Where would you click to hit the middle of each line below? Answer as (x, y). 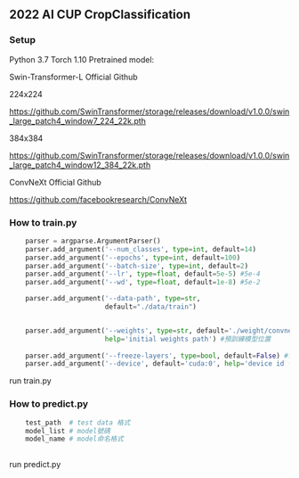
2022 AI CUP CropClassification (100, 15)
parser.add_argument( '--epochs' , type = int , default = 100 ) (133, 258)
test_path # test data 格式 (78, 423)
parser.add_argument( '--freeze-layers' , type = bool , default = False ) (153, 356)
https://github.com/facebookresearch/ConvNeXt (98, 199)
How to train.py (43, 222)
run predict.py (35, 465)
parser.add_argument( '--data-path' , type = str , (113, 299)
